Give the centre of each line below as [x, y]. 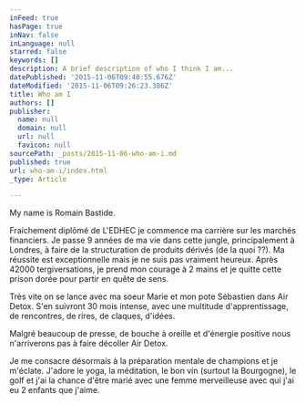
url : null [36, 137]
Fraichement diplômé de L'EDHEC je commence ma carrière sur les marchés [153, 231]
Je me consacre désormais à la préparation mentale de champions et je [144, 361]
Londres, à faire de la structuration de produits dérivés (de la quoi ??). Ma [147, 250]
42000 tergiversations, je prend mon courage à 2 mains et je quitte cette [146, 269]
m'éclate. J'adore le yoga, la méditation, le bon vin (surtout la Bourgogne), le [153, 371]
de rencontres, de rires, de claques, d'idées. [92, 316]
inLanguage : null [42, 43]
